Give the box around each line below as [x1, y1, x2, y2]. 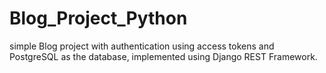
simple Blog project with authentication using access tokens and [9, 40, 275, 52]
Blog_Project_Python [9, 7, 188, 30]
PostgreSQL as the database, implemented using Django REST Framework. [9, 50, 318, 62]
